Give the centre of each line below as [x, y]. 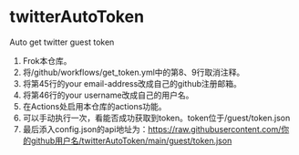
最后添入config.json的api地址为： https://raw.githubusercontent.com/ [152, 129]
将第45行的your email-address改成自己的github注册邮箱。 [132, 83]
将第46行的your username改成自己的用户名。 [108, 95]
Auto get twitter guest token [62, 42]
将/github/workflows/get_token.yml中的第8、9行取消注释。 [134, 72]
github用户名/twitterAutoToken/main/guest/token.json [131, 140]
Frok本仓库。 [47, 60]
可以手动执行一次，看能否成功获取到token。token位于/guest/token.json [156, 118]
